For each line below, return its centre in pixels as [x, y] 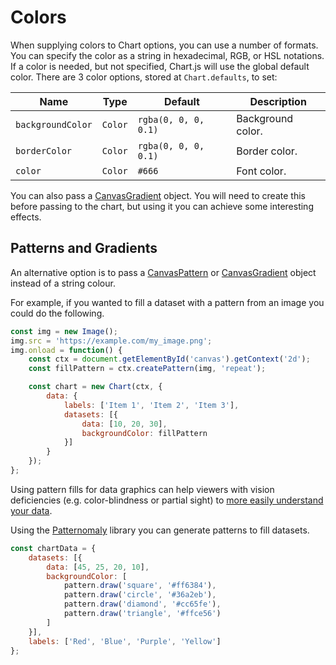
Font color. [261, 171]
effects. [26, 217]
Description [278, 101]
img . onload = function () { [66, 350]
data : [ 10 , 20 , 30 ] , [124, 424]
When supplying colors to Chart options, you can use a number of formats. [164, 45]
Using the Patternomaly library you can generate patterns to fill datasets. [160, 530]
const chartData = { [53, 548]
